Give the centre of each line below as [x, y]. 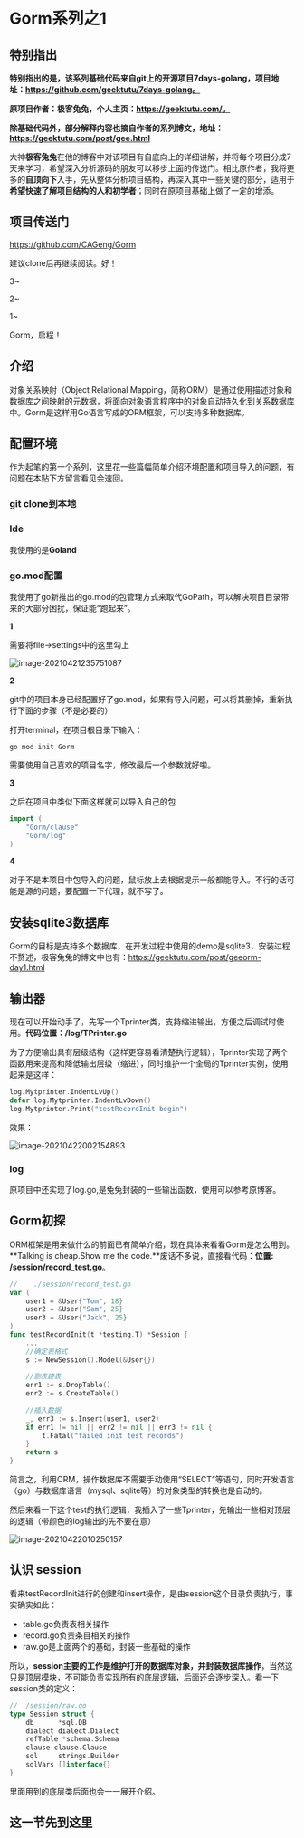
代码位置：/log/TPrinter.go [76, 1033]
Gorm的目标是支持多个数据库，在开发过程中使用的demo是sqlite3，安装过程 [150, 946]
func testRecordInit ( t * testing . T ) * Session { [99, 1335]
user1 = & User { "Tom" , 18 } [75, 1301]
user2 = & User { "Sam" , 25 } [75, 1309]
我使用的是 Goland [43, 549]
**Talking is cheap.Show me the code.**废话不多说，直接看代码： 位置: [142, 1255]
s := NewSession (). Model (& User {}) [90, 1360]
